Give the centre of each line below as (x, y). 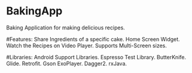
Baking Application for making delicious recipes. (66, 28)
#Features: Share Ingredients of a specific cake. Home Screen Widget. (93, 39)
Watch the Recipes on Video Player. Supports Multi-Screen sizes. (87, 45)
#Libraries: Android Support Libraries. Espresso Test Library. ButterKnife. (96, 57)
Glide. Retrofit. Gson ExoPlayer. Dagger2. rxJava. (67, 63)
